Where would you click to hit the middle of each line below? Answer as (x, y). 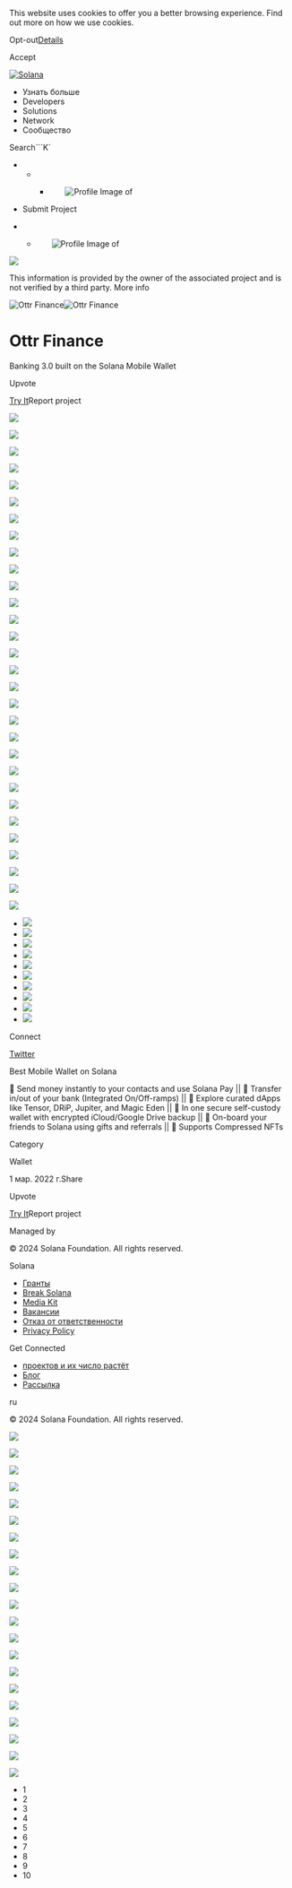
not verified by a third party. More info (79, 287)
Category (27, 1144)
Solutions (39, 111)
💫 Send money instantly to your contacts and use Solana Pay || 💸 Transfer (146, 1088)
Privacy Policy (48, 1330)
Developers (43, 101)
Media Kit (40, 1302)
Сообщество (47, 130)
